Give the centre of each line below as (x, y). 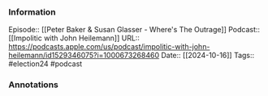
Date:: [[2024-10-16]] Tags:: (208, 56)
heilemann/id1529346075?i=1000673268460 (84, 56)
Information (32, 12)
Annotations (33, 85)
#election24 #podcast (45, 64)
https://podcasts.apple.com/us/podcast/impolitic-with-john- (109, 47)
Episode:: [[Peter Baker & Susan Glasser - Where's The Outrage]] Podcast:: (134, 30)
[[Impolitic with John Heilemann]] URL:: (74, 38)
